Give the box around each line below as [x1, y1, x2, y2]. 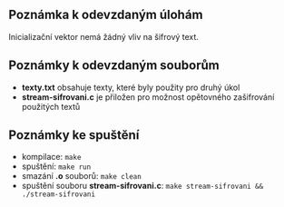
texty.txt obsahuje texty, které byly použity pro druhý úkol [21, 82, 240, 93]
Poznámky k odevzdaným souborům [8, 58, 220, 74]
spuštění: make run [21, 161, 92, 172]
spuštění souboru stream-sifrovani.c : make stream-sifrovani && [21, 181, 264, 192]
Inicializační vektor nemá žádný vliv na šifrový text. [8, 31, 199, 42]
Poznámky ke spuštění [8, 127, 140, 143]
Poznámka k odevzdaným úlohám [8, 7, 203, 23]
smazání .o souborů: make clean [21, 171, 142, 182]
